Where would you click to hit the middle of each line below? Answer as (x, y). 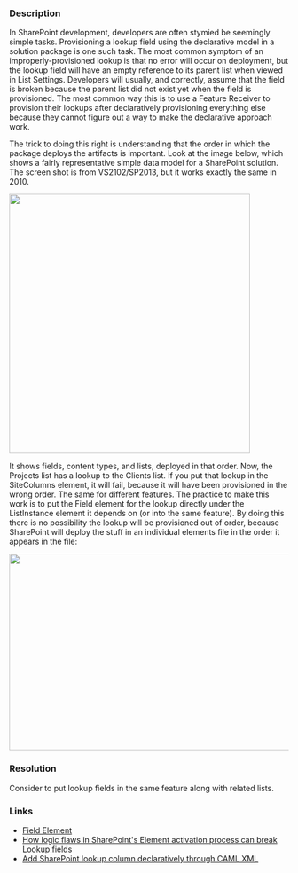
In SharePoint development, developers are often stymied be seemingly (140, 33)
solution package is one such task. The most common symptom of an (137, 51)
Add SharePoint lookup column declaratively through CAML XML (140, 858)
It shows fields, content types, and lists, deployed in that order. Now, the (141, 466)
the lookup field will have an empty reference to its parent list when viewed (146, 70)
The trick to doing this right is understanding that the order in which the (140, 144)
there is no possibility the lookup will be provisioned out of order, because (144, 523)
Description (35, 13)
